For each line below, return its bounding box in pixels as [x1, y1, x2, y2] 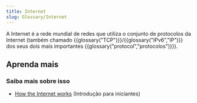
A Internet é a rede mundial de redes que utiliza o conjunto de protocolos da [6, 30, 192, 37]
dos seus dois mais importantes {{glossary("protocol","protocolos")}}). [6, 42, 178, 50]
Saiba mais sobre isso [6, 77, 70, 85]
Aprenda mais [6, 59, 59, 69]
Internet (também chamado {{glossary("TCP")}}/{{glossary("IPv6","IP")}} [6, 36, 183, 43]
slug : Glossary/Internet [6, 14, 67, 20]
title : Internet [6, 8, 46, 15]
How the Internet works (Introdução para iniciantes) [14, 90, 140, 97]
